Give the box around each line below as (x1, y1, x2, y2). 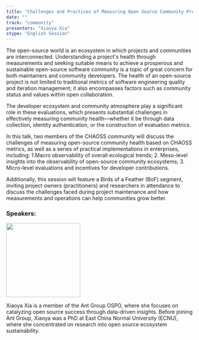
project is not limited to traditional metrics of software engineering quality (6, 78, 185, 86)
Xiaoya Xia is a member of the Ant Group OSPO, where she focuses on (6, 302, 179, 309)
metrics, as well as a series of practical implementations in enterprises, (6, 146, 179, 153)
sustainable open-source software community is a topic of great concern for (6, 66, 193, 73)
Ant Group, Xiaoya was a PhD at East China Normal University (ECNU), (6, 315, 179, 322)
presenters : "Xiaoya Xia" (6, 25, 70, 31)
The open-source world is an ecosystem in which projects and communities (6, 47, 191, 54)
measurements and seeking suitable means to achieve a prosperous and (6, 60, 184, 67)
